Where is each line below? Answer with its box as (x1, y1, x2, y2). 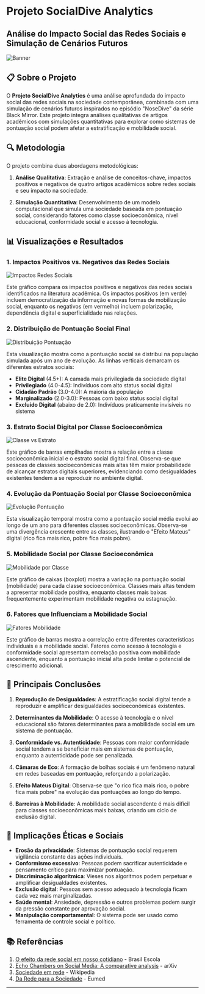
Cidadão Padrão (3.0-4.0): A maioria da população (15, 388, 143, 395)
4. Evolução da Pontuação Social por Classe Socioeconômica (6, 489, 192, 498)
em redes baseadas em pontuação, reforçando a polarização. (15, 770, 171, 777)
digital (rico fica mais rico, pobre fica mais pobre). (6, 535, 132, 542)
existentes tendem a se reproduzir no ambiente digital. (6, 474, 143, 481)
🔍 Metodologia (6, 143, 65, 153)
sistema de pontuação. (15, 727, 73, 734)
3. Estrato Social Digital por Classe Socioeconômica (6, 423, 163, 431)
